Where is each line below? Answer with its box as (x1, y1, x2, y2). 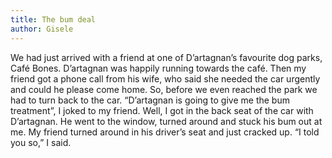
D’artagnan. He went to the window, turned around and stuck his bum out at (10, 115, 323, 127)
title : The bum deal (10, 14, 97, 25)
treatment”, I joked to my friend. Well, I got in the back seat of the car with (10, 104, 314, 116)
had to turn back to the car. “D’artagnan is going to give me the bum (10, 94, 290, 106)
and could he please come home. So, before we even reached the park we (10, 83, 318, 95)
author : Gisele (10, 24, 74, 34)
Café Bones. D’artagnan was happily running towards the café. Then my (10, 62, 307, 74)
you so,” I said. (10, 136, 72, 148)
